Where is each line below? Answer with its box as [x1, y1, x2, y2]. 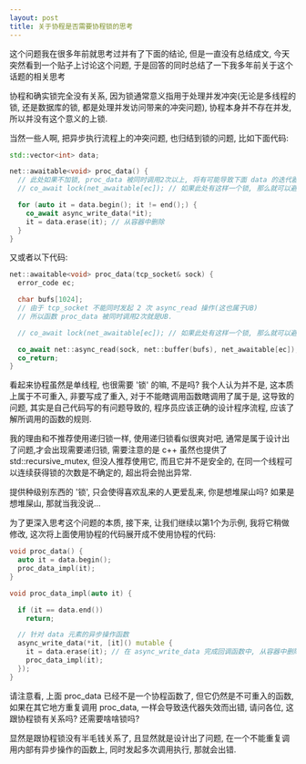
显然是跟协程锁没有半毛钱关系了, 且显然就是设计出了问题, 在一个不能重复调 [9, 732, 290, 743]
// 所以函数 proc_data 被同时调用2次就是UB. [17, 312, 173, 321]
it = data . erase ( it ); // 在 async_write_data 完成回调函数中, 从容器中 [25, 647, 287, 656]
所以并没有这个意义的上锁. [9, 113, 108, 124]
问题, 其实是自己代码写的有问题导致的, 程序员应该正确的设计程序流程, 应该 [9, 402, 287, 413]
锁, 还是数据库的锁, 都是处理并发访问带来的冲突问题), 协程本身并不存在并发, [9, 101, 292, 112]
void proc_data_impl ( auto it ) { [9, 589, 132, 598]
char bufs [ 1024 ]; [17, 295, 84, 305]
